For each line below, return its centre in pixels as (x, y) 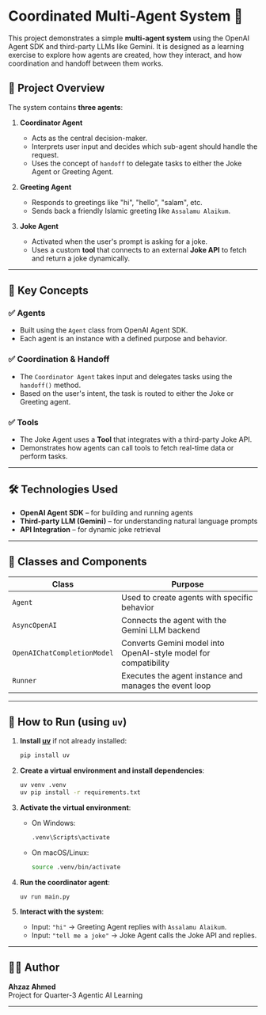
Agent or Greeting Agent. (72, 171)
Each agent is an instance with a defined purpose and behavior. (123, 339)
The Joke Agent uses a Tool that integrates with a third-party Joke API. (136, 439)
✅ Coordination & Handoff (59, 359)
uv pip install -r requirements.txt (80, 793)
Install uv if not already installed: (73, 741)
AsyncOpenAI (35, 625)
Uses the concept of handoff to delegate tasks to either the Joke (137, 163)
